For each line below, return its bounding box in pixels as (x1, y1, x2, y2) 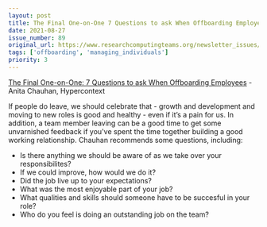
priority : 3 (8, 56, 48, 64)
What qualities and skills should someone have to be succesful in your (19, 192, 250, 202)
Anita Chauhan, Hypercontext (8, 86, 106, 95)
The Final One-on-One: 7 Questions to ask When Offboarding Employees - (8, 77, 253, 87)
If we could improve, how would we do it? (19, 167, 157, 177)
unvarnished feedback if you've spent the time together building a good (8, 126, 244, 136)
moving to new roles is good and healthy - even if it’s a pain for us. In (8, 110, 234, 119)
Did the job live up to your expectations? (19, 175, 153, 185)
